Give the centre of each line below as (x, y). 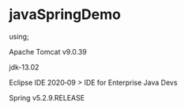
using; (19, 36)
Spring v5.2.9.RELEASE (47, 97)
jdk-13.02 (24, 67)
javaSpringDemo (65, 15)
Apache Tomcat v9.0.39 (48, 51)
